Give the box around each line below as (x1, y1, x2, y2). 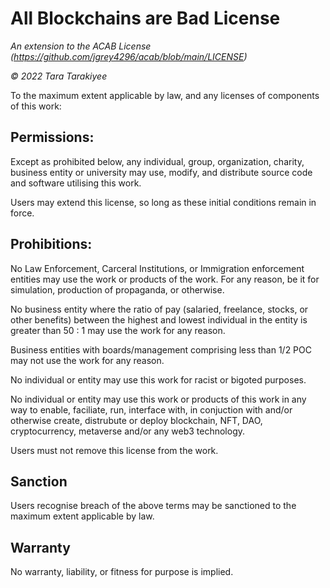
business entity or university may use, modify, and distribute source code (10, 166, 313, 178)
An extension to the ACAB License (10, 40, 152, 52)
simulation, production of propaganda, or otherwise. (10, 283, 225, 296)
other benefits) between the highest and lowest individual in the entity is (10, 313, 308, 326)
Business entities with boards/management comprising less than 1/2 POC (10, 343, 312, 356)
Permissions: (10, 129, 95, 146)
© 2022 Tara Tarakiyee (10, 70, 108, 82)
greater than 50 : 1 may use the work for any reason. (10, 324, 226, 336)
